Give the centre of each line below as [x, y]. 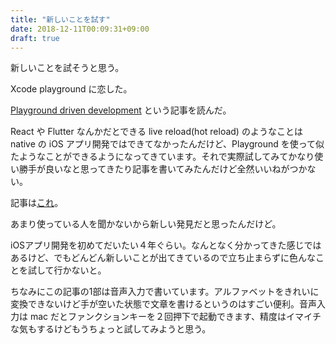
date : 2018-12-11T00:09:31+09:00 [80, 29]
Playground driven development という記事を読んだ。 [121, 110]
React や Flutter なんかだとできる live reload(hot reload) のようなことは [156, 132]
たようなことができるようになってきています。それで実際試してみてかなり [162, 157]
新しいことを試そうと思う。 [67, 68]
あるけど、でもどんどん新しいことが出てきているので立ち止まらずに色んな [163, 258]
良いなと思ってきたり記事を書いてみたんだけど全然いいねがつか [176, 169]
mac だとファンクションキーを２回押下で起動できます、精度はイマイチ [175, 317]
